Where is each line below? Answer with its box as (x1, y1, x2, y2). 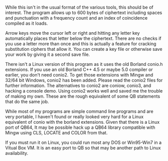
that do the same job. (5, 99, 49, 105)
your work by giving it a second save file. (5, 51, 90, 57)
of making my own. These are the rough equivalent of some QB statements (5, 93, 160, 99)
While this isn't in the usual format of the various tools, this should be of (5, 5, 154, 10)
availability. (5, 150, 29, 156)
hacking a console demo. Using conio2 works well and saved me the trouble (5, 88, 163, 94)
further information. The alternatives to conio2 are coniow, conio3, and (5, 83, 151, 89)
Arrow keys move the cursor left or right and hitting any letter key (5, 30, 140, 36)
